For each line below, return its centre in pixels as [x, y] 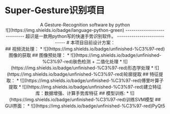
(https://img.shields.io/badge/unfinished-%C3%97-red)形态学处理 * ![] [85, 68]
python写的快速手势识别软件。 [84, 36]
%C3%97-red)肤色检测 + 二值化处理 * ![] [85, 61]
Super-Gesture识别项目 [55, 10]
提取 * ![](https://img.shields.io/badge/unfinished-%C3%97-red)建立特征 [85, 87]
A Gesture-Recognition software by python [85, 25]
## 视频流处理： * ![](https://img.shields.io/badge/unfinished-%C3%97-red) [85, 49]
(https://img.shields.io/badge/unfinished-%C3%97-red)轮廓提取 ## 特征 [83, 74]
